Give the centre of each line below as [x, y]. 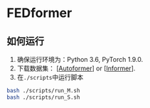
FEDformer [39, 13]
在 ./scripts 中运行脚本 [50, 77]
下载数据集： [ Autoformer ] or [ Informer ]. [76, 68]
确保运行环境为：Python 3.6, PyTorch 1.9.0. [80, 59]
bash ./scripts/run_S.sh [43, 97]
